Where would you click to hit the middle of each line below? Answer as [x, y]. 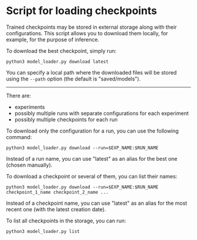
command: [19, 137]
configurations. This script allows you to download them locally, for [87, 33]
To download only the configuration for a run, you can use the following [92, 131]
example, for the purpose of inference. [53, 39]
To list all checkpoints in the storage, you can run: [66, 221]
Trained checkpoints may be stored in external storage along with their [91, 27]
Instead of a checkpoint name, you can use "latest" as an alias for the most [97, 203]
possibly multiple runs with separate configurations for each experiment [101, 113]
